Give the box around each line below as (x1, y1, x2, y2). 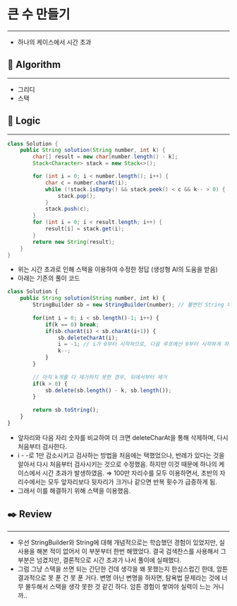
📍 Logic (7, 115, 41, 127)
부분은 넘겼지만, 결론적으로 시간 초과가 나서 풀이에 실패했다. (17, 556, 182, 564)
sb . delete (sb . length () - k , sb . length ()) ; (44, 387, 172, 394)
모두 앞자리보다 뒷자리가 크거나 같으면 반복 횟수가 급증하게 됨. (48, 477, 217, 486)
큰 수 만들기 (7, 6, 71, 23)
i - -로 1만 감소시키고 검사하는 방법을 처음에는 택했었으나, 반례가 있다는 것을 (17, 450, 225, 460)
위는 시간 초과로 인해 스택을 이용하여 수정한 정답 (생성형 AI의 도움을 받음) (17, 265, 219, 274)
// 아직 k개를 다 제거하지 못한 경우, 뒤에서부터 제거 (32, 373, 167, 380)
